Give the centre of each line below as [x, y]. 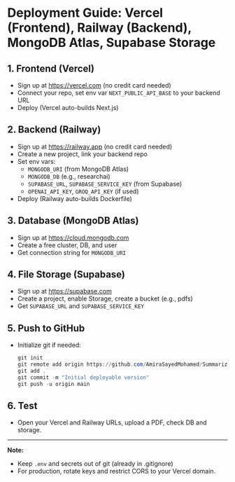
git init [30, 358]
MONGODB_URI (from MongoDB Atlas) [78, 169]
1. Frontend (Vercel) [51, 68]
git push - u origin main [54, 384]
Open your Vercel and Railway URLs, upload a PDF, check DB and [112, 422]
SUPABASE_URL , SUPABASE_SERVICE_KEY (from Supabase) [105, 184]
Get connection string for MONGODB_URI [72, 252]
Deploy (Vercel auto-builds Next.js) [68, 108]
